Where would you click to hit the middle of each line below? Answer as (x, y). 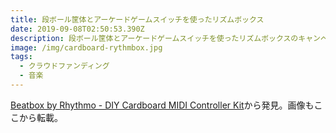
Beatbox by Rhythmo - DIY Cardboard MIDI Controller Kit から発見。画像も (162, 105)
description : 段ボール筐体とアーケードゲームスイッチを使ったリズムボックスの (154, 38)
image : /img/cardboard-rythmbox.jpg (86, 47)
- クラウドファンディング (64, 66)
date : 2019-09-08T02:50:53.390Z (77, 29)
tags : (21, 57)
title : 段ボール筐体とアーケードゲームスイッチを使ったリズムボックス (137, 19)
